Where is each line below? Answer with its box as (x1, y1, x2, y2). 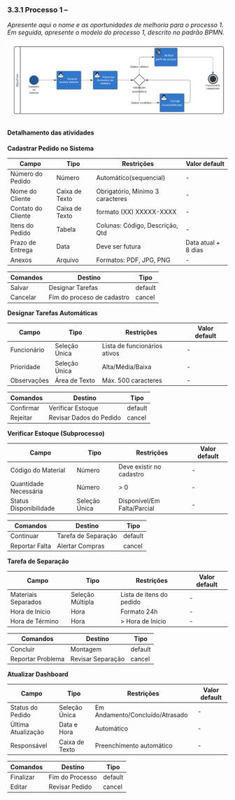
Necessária (10, 487, 43, 495)
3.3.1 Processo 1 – (7, 5, 69, 15)
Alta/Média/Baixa (101, 363, 152, 371)
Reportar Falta (10, 542, 51, 550)
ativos (101, 349, 120, 358)
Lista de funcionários (101, 342, 163, 350)
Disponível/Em (118, 497, 160, 505)
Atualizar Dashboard (7, 670, 69, 679)
